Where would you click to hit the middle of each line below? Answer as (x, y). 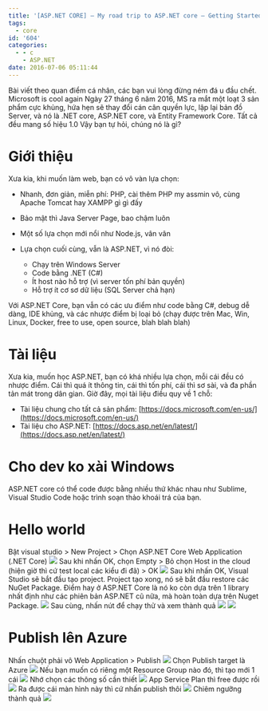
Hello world (47, 529)
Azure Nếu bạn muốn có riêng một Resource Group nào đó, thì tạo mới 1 (132, 670)
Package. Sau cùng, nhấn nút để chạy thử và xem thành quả (112, 605)
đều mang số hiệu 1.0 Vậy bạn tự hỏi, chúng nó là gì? (95, 124)
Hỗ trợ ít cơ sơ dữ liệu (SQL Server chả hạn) (103, 290)
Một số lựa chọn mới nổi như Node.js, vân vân (95, 233)
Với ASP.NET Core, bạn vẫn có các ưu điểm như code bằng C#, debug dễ (129, 305)
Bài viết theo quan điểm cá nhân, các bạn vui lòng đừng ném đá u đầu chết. (132, 90)
